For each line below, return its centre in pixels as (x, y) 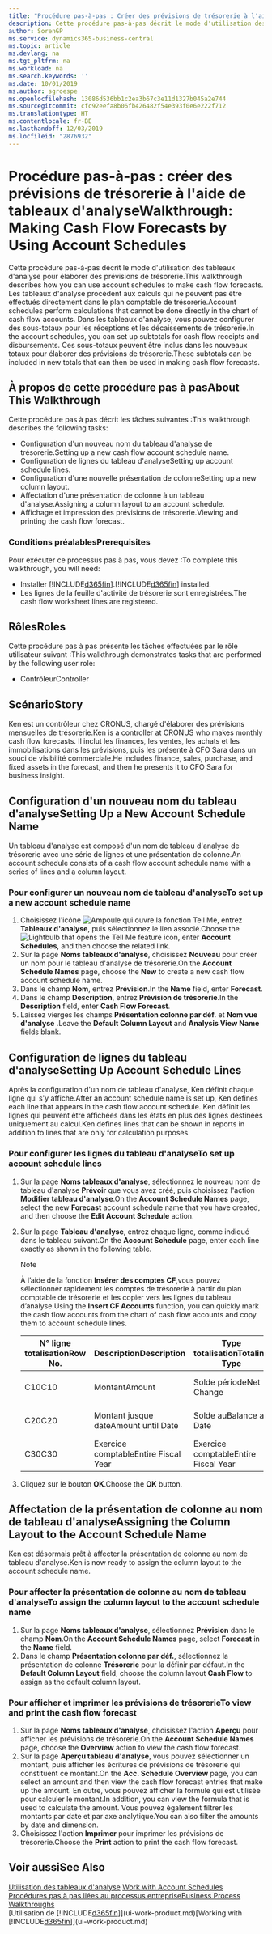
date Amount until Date (136, 1425)
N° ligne (55, 1342)
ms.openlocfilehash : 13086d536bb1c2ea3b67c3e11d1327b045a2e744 (117, 99)
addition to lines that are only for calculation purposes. (99, 1133)
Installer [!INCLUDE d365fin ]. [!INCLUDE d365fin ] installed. (116, 584)
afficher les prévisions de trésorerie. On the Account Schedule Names (137, 1739)
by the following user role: (52, 664)
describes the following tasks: (58, 428)
